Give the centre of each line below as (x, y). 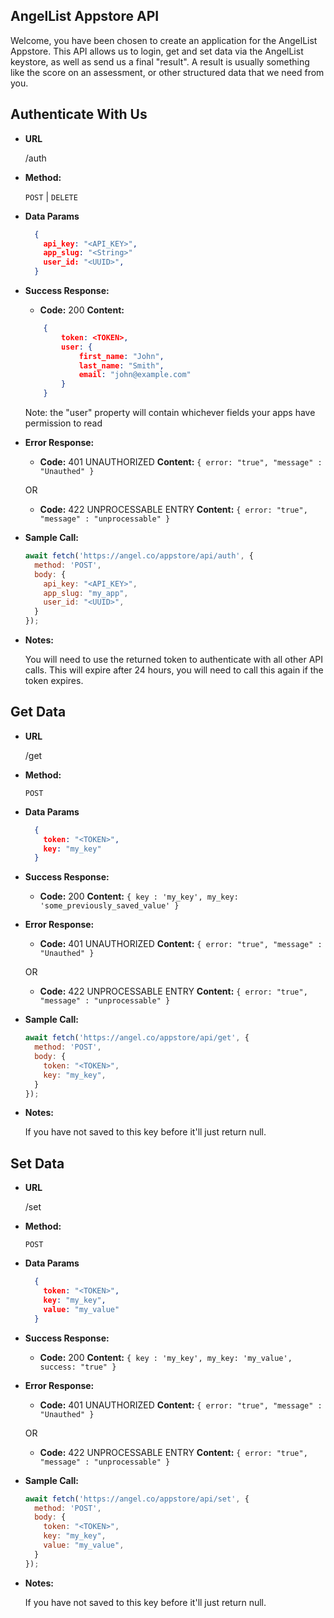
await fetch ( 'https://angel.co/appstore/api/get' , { (137, 1038)
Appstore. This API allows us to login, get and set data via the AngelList (157, 51)
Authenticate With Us (79, 114)
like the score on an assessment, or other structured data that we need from (167, 72)
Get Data (38, 712)
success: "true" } (78, 1367)
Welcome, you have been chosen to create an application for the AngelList (164, 40)
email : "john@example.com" (135, 375)
